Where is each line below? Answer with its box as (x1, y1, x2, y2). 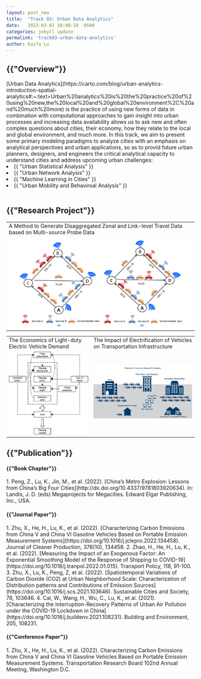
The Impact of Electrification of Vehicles (93, 337, 193, 344)
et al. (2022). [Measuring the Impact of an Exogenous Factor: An (6, 550, 166, 557)
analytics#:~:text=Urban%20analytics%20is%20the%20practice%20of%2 (6, 93, 193, 100)
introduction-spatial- (6, 86, 57, 93)
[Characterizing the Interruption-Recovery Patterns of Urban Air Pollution (6, 601, 187, 608)
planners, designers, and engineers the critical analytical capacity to (6, 150, 175, 157)
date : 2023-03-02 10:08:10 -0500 (6, 22, 95, 28)
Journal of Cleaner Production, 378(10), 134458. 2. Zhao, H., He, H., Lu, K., (6, 543, 190, 550)
